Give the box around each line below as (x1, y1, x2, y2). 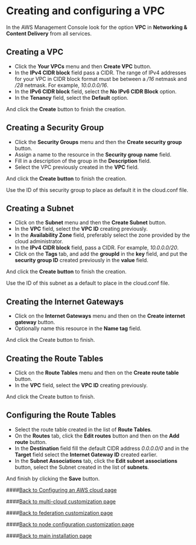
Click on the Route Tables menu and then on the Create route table (14, 369, 180, 376)
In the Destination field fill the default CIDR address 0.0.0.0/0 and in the (14, 445, 190, 452)
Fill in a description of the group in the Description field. (14, 157, 151, 164)
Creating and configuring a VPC (6, 4, 165, 18)
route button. (14, 438, 47, 445)
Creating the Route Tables (6, 353, 104, 364)
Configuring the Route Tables (6, 410, 117, 420)
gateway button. (14, 319, 55, 326)
